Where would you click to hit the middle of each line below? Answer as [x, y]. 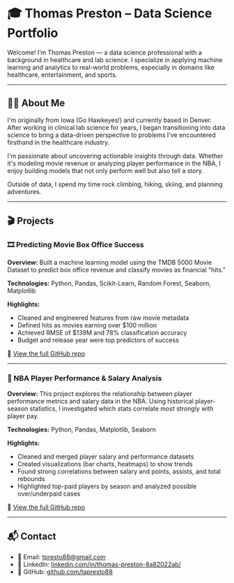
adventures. [24, 191]
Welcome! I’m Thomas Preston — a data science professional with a [104, 52]
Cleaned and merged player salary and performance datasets [106, 456]
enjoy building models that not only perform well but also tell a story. [106, 170]
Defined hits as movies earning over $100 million [87, 325]
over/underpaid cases [49, 494]
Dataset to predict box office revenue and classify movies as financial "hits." [117, 270]
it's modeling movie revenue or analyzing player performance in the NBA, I [114, 163]
